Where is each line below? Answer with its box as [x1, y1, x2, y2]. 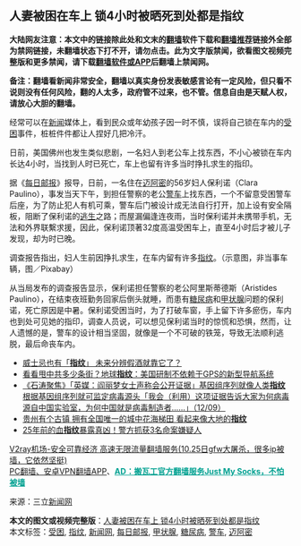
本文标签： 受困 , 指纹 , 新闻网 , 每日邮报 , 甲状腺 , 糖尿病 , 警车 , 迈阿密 [9, 526, 253, 537]
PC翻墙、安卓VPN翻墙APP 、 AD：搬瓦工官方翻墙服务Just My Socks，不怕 [9, 465, 285, 476]
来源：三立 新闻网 [9, 496, 73, 507]
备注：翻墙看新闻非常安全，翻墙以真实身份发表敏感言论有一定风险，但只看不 [9, 75, 292, 86]
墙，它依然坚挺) [9, 455, 68, 465]
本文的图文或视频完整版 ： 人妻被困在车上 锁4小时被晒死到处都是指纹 [9, 515, 260, 525]
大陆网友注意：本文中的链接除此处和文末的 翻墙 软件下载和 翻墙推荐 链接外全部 [9, 34, 292, 45]
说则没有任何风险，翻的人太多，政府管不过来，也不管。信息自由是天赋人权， [9, 86, 292, 97]
